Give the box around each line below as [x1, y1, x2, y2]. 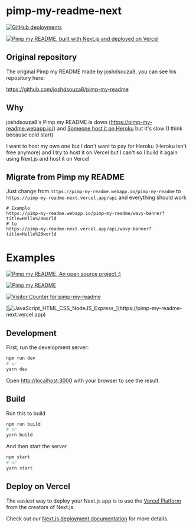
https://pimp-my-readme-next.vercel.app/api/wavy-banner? [6, 226, 152, 232]
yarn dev [6, 366, 28, 372]
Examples [6, 251, 55, 264]
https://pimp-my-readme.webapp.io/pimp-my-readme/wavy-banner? [6, 211, 165, 217]
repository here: [6, 74, 45, 81]
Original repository [6, 52, 77, 63]
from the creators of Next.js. [6, 503, 75, 510]
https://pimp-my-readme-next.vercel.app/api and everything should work [6, 194, 187, 201]
